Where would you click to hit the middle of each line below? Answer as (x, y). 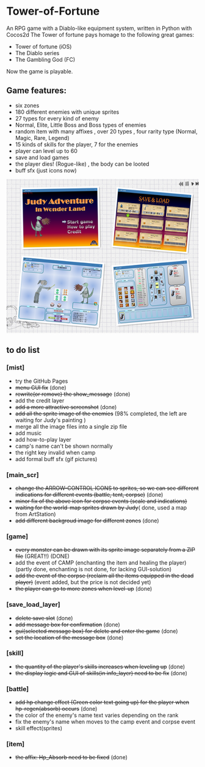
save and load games (42, 157)
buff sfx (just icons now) (46, 170)
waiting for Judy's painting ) (51, 420)
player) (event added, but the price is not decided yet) (83, 582)
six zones (27, 105)
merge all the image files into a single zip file (71, 426)
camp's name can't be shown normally (64, 446)
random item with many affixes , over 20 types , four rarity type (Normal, (106, 131)
